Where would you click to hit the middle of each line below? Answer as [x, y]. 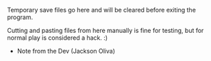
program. [20, 17]
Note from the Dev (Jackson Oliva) [66, 51]
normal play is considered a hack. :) [58, 38]
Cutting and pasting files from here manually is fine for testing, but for [105, 30]
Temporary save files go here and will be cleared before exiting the [102, 10]
